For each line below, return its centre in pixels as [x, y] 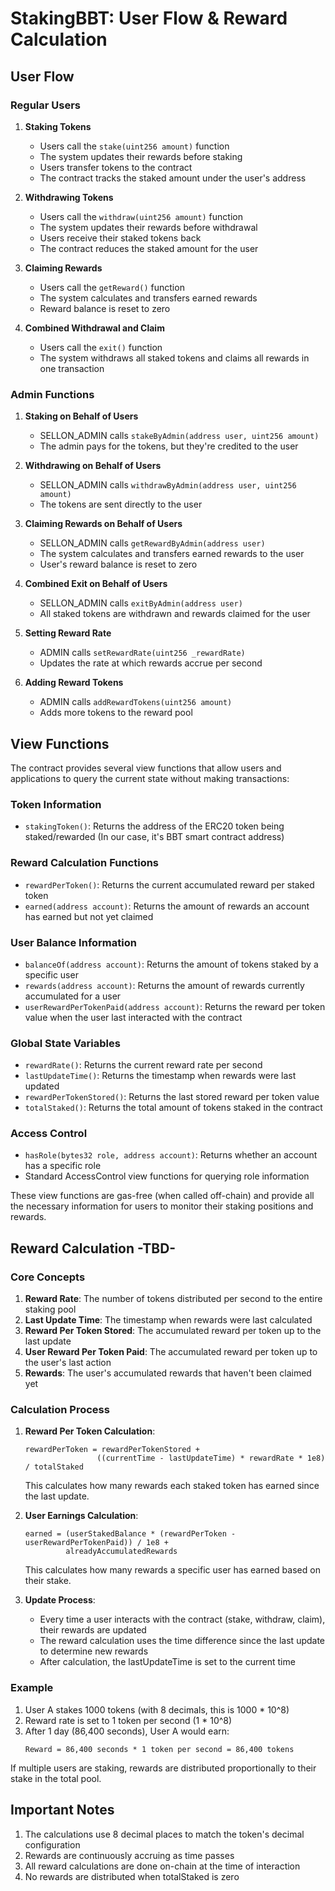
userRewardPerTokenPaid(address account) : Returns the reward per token [175, 1006]
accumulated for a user [73, 996]
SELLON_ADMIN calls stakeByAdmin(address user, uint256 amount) [179, 436]
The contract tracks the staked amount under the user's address [173, 178]
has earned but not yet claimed [89, 916]
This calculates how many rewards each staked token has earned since [172, 1486]
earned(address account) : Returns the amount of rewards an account [167, 906]
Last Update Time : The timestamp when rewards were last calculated [168, 1320]
